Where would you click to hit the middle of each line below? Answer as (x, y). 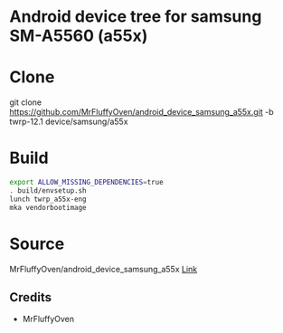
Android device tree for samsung (136, 17)
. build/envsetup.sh (48, 190)
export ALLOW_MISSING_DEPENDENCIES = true (87, 183)
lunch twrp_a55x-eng (48, 199)
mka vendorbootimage (48, 207)
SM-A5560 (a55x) (79, 36)
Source (37, 244)
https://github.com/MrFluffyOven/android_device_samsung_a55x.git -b (141, 112)
